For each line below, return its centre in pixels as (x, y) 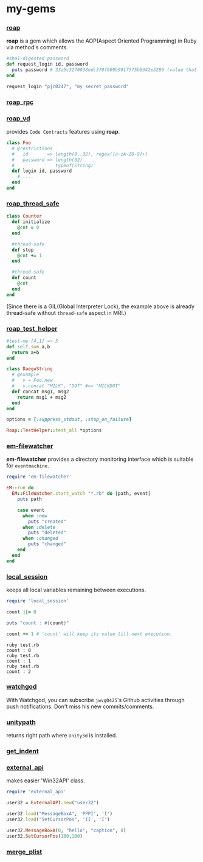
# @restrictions (32, 148)
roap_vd (18, 119)
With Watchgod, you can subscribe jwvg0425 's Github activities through (95, 700)
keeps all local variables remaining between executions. (76, 590)
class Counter (24, 216)
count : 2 (19, 671)
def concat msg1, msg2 (40, 391)
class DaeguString (29, 369)
